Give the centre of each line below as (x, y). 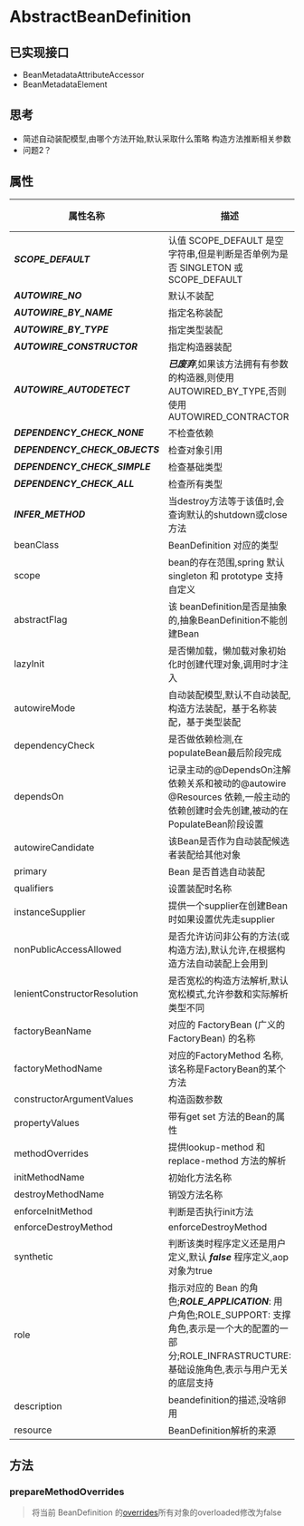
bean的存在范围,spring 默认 (226, 562)
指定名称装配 (195, 313)
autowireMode (45, 707)
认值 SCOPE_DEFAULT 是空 (226, 240)
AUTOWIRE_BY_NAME (63, 312)
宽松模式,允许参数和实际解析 (228, 994)
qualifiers (34, 888)
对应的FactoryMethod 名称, (226, 1055)
